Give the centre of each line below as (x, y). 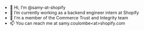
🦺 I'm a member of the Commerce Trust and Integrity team (69, 18)
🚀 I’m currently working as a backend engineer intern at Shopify (74, 13)
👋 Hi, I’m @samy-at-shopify (38, 8)
